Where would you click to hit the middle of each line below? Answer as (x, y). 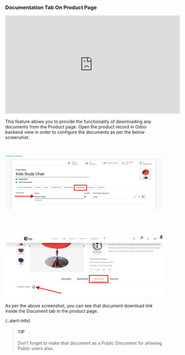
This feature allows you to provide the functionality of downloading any (78, 121)
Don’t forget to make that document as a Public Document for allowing (90, 343)
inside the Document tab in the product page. (52, 311)
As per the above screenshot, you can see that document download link (79, 306)
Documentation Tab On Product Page (51, 7)
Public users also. (35, 348)
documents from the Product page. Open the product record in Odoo (76, 127)
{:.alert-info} (18, 321)
